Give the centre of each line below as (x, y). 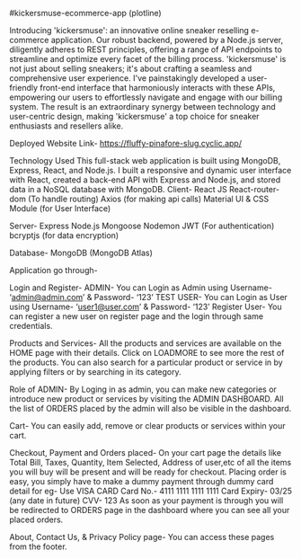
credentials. (31, 326)
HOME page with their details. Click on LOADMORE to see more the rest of (147, 353)
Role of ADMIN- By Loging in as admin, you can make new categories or (143, 389)
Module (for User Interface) (60, 209)
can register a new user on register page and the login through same (136, 316)
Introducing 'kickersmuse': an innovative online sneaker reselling (129, 30)
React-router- (254, 189)
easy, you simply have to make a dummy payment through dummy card (142, 481)
